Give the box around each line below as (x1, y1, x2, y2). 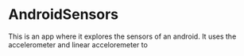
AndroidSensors (8, 6, 119, 24)
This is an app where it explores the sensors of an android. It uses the (8, 32, 237, 41)
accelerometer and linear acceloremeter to (8, 39, 149, 49)
